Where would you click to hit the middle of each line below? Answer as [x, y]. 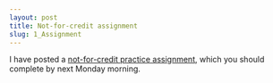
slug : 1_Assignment [46, 34]
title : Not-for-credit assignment [74, 26]
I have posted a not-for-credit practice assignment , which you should [137, 60]
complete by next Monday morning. [75, 69]
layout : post [34, 17]
